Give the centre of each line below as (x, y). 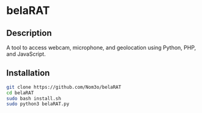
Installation (28, 73)
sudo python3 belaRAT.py (38, 104)
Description (29, 33)
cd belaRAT (20, 93)
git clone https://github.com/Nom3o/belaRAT (64, 87)
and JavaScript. (26, 54)
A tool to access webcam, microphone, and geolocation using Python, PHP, (101, 47)
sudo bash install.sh (34, 98)
